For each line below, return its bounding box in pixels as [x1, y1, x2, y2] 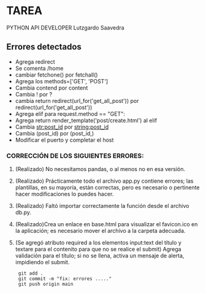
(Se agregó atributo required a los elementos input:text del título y [15, 239, 182, 246]
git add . [18, 270, 44, 276]
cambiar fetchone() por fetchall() [15, 71, 98, 78]
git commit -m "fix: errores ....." [18, 276, 112, 282]
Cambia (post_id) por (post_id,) [15, 129, 94, 137]
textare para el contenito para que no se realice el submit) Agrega [15, 246, 182, 253]
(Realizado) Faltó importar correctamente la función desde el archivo [15, 202, 189, 210]
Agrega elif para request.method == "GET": [15, 110, 126, 117]
